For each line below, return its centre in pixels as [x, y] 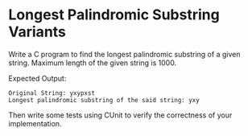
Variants [37, 32]
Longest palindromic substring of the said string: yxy [104, 100]
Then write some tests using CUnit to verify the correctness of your [120, 115]
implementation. [35, 123]
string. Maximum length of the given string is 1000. [93, 63]
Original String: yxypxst [52, 93]
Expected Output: [37, 78]
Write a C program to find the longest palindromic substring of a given [124, 54]
